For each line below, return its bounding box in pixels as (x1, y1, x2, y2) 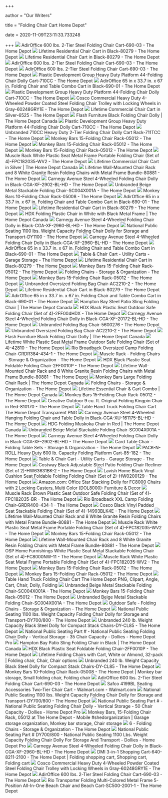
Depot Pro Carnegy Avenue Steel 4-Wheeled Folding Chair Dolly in (5, 743, 148, 748)
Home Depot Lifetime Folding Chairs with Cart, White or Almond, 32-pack (5, 651, 163, 657)
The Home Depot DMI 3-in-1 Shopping (54, 749, 140, 754)
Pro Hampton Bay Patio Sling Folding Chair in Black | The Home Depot (5, 640, 156, 645)
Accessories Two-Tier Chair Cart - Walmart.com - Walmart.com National (5, 686, 161, 692)
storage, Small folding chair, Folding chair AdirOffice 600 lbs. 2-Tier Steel (5, 675, 162, 680)
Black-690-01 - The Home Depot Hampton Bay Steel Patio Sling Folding (5, 299, 159, 304)
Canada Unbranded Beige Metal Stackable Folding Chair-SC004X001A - (5, 427, 160, 433)
